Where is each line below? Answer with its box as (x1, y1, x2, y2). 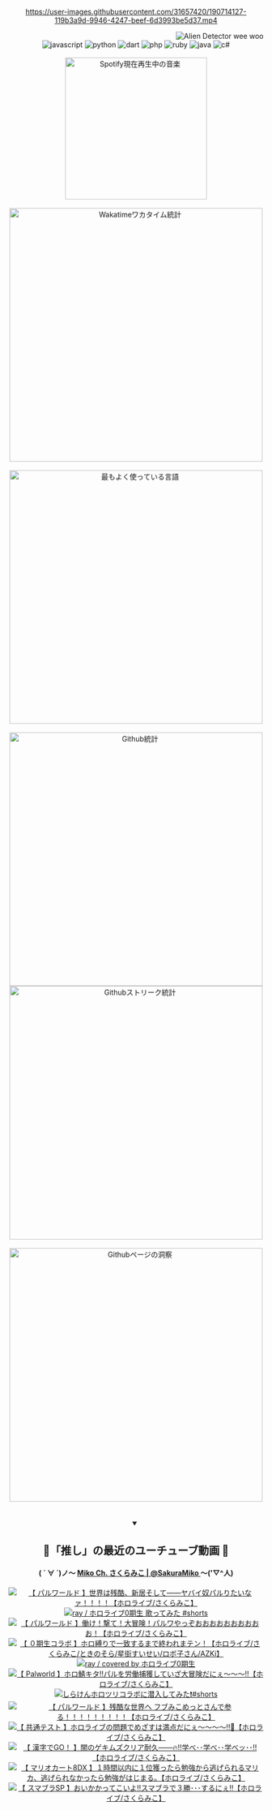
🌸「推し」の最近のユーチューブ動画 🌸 (43, 1544, 229, 1558)
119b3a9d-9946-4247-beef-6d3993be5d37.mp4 (54, 15, 218, 25)
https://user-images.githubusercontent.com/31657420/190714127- (25, 7, 247, 16)
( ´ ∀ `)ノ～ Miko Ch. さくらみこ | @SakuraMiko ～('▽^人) (38, 1567, 234, 1577)
